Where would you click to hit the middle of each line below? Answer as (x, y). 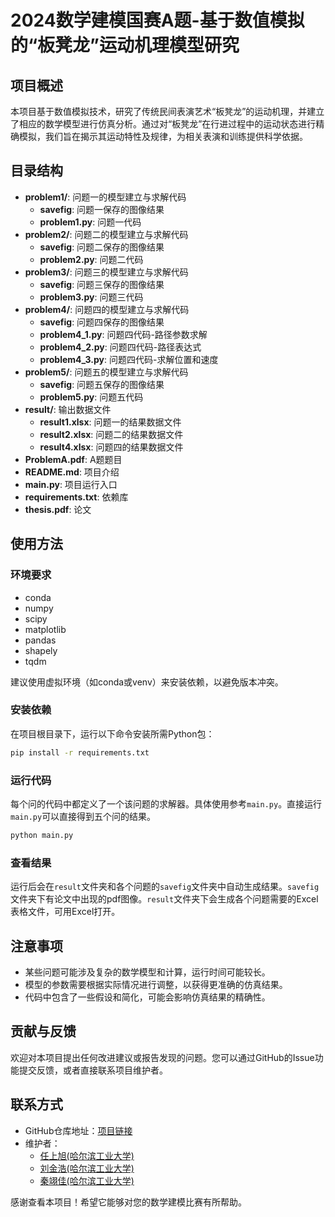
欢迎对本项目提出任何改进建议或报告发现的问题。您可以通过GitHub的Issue (162, 1057)
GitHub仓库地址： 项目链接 (78, 1130)
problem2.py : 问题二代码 (91, 259)
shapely (41, 650)
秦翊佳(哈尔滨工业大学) (87, 1180)
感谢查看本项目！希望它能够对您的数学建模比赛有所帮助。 (128, 1202)
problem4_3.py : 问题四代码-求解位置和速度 (129, 359)
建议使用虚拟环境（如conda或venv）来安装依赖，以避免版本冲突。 (147, 682)
